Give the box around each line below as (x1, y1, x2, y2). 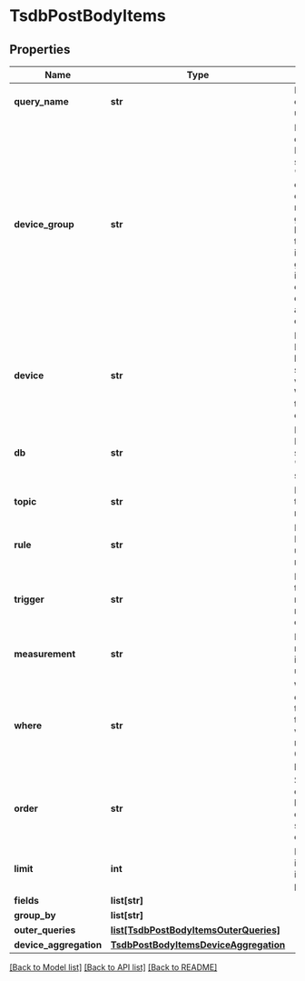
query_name (14, 95, 70, 107)
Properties (9, 42, 71, 57)
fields (14, 895, 39, 906)
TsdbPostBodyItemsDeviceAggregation (110, 938, 286, 951)
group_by (14, 909, 56, 921)
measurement (14, 647, 76, 660)
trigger (14, 593, 45, 606)
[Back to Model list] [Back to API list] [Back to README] (9, 962, 218, 973)
